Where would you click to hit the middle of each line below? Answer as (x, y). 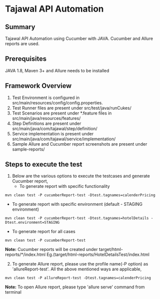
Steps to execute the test (44, 164)
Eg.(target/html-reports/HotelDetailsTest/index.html (98, 255)
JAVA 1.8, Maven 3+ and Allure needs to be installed (57, 70)
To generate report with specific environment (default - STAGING (77, 204)
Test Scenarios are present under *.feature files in (62, 113)
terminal (13, 292)
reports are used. (22, 44)
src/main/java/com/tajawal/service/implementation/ (64, 139)
